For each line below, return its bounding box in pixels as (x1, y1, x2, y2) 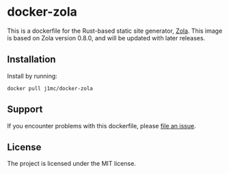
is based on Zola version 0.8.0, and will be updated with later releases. (7, 33, 206, 42)
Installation (7, 54, 56, 66)
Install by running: (7, 72, 58, 80)
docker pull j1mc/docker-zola (7, 85, 94, 92)
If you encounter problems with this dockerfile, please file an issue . (7, 121, 196, 130)
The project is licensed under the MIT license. (7, 160, 137, 168)
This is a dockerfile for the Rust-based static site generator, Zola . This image (7, 27, 223, 35)
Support (7, 104, 43, 115)
